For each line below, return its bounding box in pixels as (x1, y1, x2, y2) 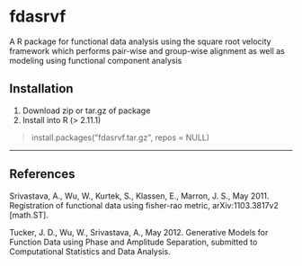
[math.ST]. (9, 209, 49, 220)
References (9, 166, 75, 182)
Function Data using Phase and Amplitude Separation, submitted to (9, 236, 258, 247)
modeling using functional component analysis (9, 55, 182, 66)
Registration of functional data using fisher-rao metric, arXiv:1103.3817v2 (9, 199, 279, 210)
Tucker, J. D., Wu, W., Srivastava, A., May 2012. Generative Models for (9, 226, 269, 237)
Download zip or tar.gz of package (22, 105, 151, 116)
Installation (9, 81, 74, 96)
